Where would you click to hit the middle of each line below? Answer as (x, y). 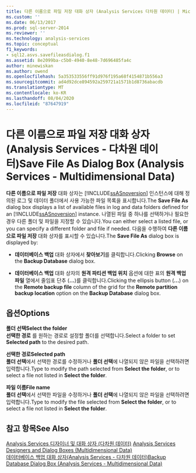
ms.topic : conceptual (32, 44)
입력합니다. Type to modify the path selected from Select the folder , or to (93, 369)
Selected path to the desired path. (48, 342)
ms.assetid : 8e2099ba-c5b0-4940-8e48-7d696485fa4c (69, 60)
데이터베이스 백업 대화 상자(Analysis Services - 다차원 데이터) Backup (86, 457)
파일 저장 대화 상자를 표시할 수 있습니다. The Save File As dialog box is (98, 236)
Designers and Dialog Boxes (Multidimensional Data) (69, 450)
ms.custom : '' (23, 17)
